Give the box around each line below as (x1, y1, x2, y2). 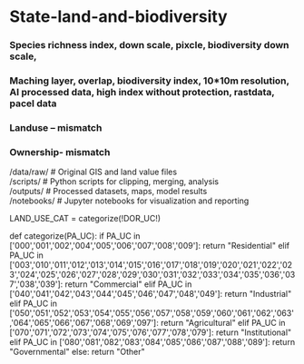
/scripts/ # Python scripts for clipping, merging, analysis (9, 176, 220, 187)
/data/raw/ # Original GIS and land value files (9, 166, 178, 178)
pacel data (9, 97, 57, 110)
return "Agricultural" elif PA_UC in (160, 318, 286, 329)
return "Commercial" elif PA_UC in (64, 279, 192, 290)
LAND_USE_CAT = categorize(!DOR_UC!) (9, 213, 162, 224)
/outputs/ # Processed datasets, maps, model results (9, 186, 208, 197)
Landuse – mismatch (9, 121, 103, 133)
